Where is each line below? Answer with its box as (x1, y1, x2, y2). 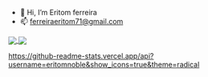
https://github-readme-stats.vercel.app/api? (8, 51, 154, 61)
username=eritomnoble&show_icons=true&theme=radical (8, 60, 200, 70)
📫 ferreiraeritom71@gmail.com (19, 17, 124, 26)
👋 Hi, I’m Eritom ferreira (19, 8, 98, 17)
